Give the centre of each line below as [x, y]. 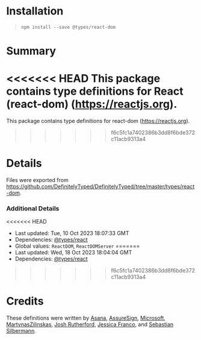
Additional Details [33, 208]
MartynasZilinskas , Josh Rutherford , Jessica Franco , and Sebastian [90, 324]
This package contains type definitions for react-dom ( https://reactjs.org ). [98, 121]
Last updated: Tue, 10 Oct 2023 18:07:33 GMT [72, 233]
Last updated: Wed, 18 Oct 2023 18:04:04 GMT [73, 253]
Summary [31, 51]
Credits [25, 301]
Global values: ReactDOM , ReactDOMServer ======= [77, 246]
